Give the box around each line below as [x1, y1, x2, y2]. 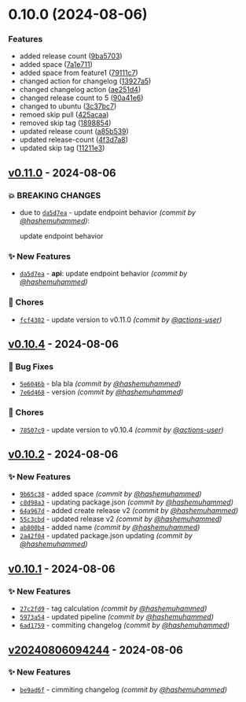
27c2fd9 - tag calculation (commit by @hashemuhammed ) [19, 604, 207, 613]
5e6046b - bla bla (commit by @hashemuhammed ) [19, 379, 182, 389]
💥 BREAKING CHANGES [8, 190, 101, 201]
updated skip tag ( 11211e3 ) [19, 143, 105, 153]
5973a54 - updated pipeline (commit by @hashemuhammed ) [19, 612, 215, 622]
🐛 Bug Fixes [8, 361, 53, 372]
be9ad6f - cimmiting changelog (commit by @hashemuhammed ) [19, 685, 228, 694]
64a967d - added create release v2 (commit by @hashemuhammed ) [19, 506, 238, 515]
